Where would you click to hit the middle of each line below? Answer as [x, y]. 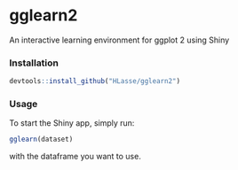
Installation [34, 63]
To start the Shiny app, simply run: [72, 123]
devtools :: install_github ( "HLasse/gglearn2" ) [95, 81]
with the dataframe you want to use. [75, 157]
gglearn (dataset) [41, 139]
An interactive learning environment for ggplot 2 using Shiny [119, 40]
